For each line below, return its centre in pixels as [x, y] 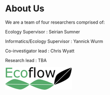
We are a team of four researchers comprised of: [55, 22]
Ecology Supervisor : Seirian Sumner [43, 32]
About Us [25, 9]
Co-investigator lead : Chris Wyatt [40, 51]
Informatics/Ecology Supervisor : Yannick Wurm [54, 41]
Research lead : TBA [26, 60]
